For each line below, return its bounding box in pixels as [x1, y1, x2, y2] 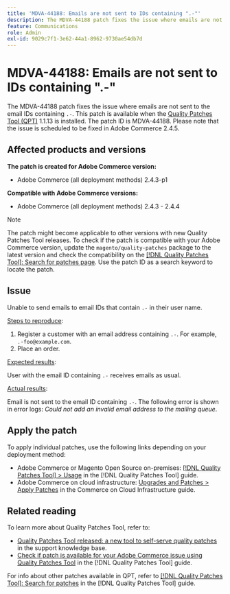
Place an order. [16, 344, 60, 353]
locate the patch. [7, 265, 55, 273]
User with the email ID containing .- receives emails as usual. [7, 371, 181, 379]
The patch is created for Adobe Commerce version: [7, 162, 157, 170]
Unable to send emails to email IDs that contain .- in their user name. [7, 303, 203, 311]
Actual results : [7, 384, 48, 392]
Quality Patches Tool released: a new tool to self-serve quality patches [16, 536, 218, 545]
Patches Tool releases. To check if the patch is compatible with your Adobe [7, 236, 221, 244]
